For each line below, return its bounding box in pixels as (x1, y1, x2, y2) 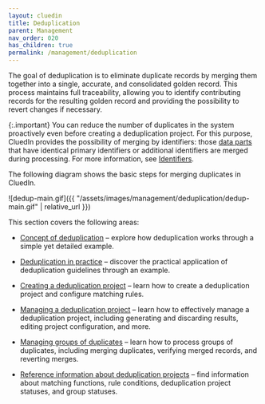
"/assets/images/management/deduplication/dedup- (76, 193, 250, 203)
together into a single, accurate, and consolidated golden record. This (8, 79, 238, 89)
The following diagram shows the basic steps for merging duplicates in (8, 169, 242, 179)
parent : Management (8, 26, 73, 34)
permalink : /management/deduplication (8, 49, 137, 57)
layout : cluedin (8, 11, 62, 20)
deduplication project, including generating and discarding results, (19, 313, 239, 323)
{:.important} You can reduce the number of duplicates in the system (8, 121, 235, 129)
